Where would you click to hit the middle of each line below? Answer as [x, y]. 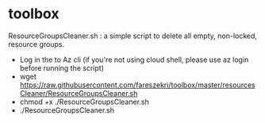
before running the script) [62, 67]
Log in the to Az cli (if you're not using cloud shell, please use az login [134, 60]
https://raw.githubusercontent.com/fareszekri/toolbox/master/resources [137, 85]
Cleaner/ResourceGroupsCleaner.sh [79, 93]
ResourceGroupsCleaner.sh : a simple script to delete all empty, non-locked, [133, 36]
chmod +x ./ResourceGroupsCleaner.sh [84, 102]
